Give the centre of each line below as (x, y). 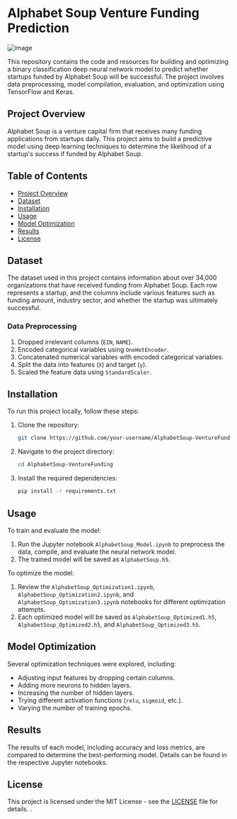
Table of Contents (48, 176)
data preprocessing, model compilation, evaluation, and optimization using (116, 84)
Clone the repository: (48, 425)
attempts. (31, 609)
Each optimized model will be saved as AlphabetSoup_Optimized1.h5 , (117, 617)
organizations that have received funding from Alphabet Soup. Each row (112, 285)
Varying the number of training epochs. (75, 708)
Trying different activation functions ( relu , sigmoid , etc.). (100, 700)
